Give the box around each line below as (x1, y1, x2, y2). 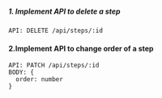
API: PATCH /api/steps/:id (8, 61, 100, 70)
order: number (15, 76, 63, 84)
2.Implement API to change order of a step (8, 43, 154, 53)
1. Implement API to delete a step (8, 6, 121, 16)
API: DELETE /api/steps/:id (8, 27, 104, 35)
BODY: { (8, 68, 35, 76)
